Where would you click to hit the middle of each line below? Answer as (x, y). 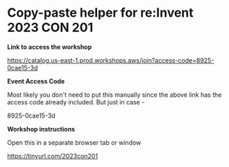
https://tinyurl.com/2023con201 (53, 156)
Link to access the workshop (50, 47)
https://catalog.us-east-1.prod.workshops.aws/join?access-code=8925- (111, 60)
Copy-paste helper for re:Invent (101, 13)
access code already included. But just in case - (76, 102)
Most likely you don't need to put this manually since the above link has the (114, 95)
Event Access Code (36, 81)
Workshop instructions (41, 129)
